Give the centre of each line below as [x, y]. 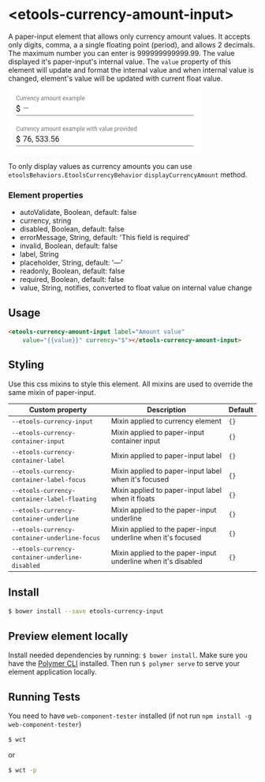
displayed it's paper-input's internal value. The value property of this [119, 62]
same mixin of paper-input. [52, 392]
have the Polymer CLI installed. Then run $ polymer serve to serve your [124, 664]
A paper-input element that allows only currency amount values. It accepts [129, 36]
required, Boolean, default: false [72, 280]
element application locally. [52, 672]
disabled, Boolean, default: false [72, 229]
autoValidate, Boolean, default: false [78, 212]
